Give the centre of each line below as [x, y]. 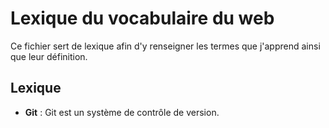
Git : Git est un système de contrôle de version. [122, 112]
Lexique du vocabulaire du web [142, 18]
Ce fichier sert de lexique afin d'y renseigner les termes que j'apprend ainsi [165, 46]
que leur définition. [49, 56]
